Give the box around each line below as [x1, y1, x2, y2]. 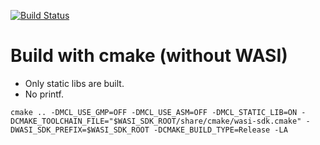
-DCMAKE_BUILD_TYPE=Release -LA [153, 125, 288, 135]
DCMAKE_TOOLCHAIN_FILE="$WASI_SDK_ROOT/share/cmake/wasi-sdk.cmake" [10, 116, 302, 126]
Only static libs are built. [24, 77, 125, 89]
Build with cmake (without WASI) [10, 45, 288, 67]
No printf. [24, 88, 64, 100]
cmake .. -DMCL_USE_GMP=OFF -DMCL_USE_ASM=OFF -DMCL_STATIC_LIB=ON [10, 107, 298, 117]
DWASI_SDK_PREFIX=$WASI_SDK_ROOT [10, 125, 150, 135]
